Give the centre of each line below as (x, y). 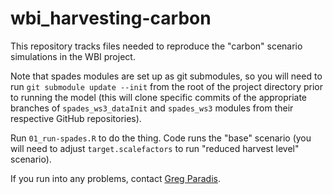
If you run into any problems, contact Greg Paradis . (115, 178)
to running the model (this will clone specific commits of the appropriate (158, 97)
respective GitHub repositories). (76, 118)
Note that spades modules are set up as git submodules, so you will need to (166, 76)
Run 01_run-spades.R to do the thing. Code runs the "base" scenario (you (161, 138)
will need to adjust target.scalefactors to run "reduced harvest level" (155, 148)
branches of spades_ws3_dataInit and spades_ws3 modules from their (152, 108)
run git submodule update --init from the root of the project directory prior (166, 86)
